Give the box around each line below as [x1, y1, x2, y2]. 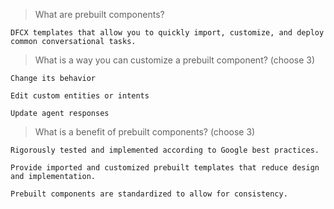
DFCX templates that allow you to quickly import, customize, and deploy [10, 28, 325, 38]
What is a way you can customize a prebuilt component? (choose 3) [34, 54, 316, 66]
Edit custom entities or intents [10, 91, 150, 101]
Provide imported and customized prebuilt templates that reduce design [10, 163, 320, 173]
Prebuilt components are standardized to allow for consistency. [10, 189, 288, 199]
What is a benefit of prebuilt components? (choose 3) [34, 126, 256, 138]
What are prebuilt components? [34, 9, 165, 20]
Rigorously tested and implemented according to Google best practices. [10, 145, 320, 155]
